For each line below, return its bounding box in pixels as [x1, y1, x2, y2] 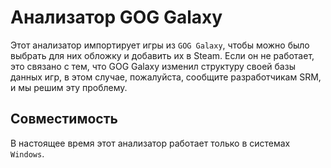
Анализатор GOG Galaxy [10, 6, 223, 29]
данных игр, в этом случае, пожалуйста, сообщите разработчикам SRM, [10, 71, 322, 83]
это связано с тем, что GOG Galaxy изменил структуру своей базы [10, 60, 296, 72]
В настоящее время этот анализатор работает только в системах [10, 137, 291, 149]
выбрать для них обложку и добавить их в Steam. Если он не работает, [10, 49, 315, 61]
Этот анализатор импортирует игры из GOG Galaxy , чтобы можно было [10, 39, 310, 51]
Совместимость [10, 111, 118, 128]
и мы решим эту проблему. [10, 81, 128, 93]
